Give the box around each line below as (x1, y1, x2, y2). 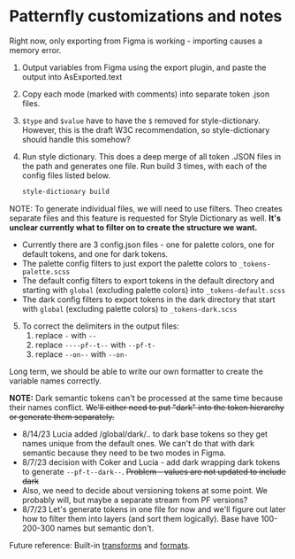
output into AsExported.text (21, 71, 123, 82)
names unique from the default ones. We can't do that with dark (21, 438, 255, 448)
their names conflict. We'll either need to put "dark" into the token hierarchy (9, 401, 284, 413)
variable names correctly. (9, 375, 102, 386)
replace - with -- (34, 330, 97, 340)
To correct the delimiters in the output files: (21, 321, 179, 331)
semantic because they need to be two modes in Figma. (21, 447, 227, 458)
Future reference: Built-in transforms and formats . (9, 540, 191, 550)
